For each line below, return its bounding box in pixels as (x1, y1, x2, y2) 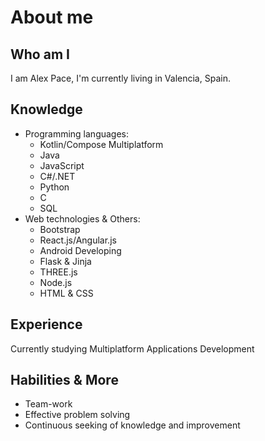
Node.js (39, 276, 73, 288)
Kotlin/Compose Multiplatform (39, 138, 164, 150)
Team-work (24, 398, 73, 410)
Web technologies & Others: (24, 212, 141, 225)
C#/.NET (39, 170, 76, 182)
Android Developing (39, 244, 122, 256)
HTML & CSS (39, 287, 94, 299)
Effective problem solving (24, 409, 131, 421)
